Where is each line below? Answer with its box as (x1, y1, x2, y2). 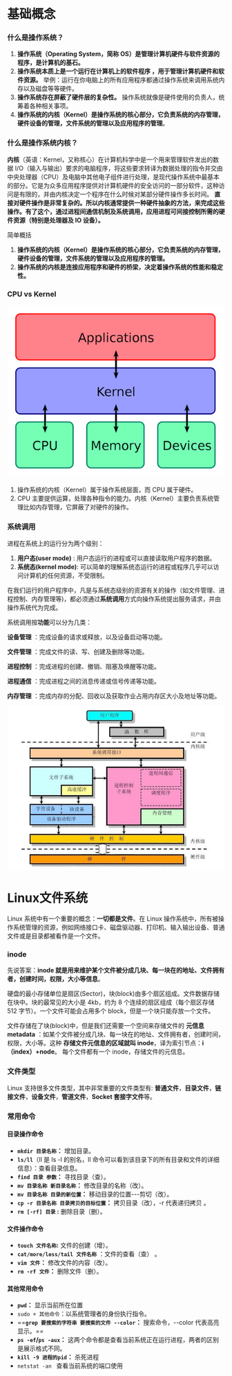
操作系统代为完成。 (7, 603, 62, 611)
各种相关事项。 (29, 102, 72, 110)
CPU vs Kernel (7, 289, 57, 299)
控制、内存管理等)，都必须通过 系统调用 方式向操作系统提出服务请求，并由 (12, 594, 222, 603)
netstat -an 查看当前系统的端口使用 (17, 1361, 123, 1370)
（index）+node (7, 1047, 55, 1056)
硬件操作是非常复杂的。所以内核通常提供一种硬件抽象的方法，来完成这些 (19, 198, 225, 207)
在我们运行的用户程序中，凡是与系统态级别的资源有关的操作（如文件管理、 (7, 586, 219, 594)
